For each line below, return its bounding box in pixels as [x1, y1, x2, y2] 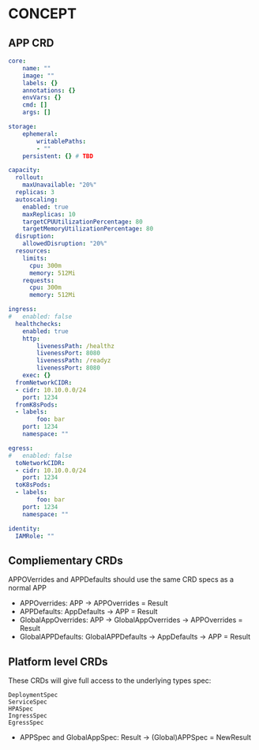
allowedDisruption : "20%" [22, 240, 108, 248]
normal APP [8, 583, 47, 593]
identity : [8, 524, 41, 533]
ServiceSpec [8, 698, 47, 706]
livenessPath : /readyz [36, 357, 111, 365]
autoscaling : [15, 195, 58, 204]
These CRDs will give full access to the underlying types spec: [8, 676, 212, 685]
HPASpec [8, 705, 34, 713]
